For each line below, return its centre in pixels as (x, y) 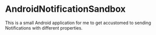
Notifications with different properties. (44, 28)
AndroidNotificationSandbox (65, 9)
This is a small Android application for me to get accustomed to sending (78, 23)
